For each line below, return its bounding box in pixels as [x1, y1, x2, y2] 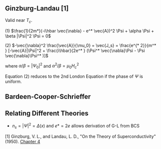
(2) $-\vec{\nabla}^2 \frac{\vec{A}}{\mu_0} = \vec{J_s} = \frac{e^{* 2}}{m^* [5, 42, 157, 48]
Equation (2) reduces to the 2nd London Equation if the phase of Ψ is [5, 73, 143, 80]
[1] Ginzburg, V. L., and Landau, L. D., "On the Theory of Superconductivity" [5, 133, 156, 139]
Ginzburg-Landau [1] [5, 4, 69, 13]
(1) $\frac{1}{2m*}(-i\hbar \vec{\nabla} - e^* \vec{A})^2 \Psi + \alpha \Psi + [5, 28, 154, 33]
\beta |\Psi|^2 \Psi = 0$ [5, 33, 51, 39]
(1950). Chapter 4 [5, 138, 40, 144]
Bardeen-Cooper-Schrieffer [5, 93, 91, 101]
